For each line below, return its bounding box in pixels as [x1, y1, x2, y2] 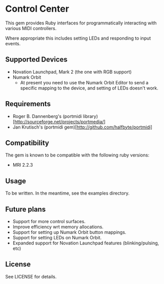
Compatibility [5, 138, 49, 147]
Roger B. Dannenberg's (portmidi [12, 113, 82, 119]
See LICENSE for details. [5, 273, 57, 279]
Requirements [5, 100, 51, 108]
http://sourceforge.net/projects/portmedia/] [14, 118, 106, 124]
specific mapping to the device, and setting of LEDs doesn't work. [20, 85, 158, 91]
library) [83, 113, 98, 119]
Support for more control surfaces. [12, 218, 86, 224]
